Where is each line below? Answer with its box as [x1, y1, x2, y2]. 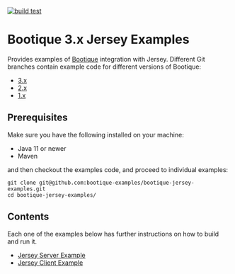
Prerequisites [7, 112, 68, 124]
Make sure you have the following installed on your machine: [7, 130, 184, 139]
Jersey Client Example [17, 258, 84, 267]
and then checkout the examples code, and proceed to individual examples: [7, 165, 229, 173]
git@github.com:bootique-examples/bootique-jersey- [38, 179, 195, 186]
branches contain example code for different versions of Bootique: [7, 62, 202, 71]
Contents [7, 211, 50, 223]
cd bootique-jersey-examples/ [7, 191, 97, 198]
